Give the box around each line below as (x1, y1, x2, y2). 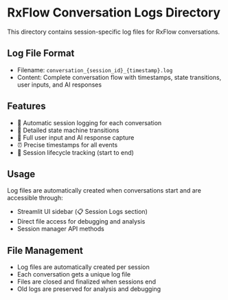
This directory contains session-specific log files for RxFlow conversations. (7, 28, 220, 36)
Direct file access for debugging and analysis (16, 217, 146, 226)
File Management (7, 244, 84, 256)
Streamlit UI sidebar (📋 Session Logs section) (16, 208, 148, 216)
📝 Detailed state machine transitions (16, 126, 119, 134)
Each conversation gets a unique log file (16, 270, 131, 279)
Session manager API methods (16, 225, 104, 233)
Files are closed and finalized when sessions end (16, 277, 157, 286)
